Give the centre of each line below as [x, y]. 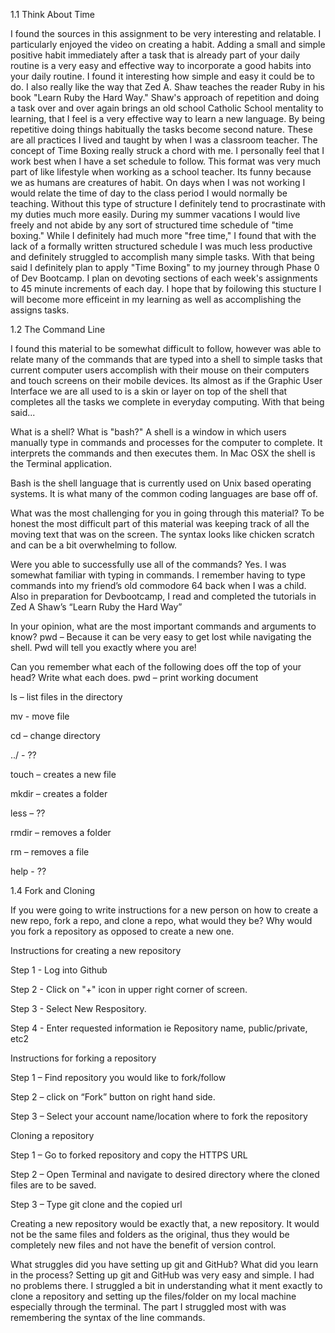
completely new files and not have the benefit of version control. [143, 1245]
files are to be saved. [53, 1185]
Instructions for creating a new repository [96, 950]
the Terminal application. [61, 463]
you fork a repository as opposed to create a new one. [122, 931]
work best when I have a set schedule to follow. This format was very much [165, 161]
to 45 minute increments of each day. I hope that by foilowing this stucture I [166, 288]
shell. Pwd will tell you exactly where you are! [103, 647]
